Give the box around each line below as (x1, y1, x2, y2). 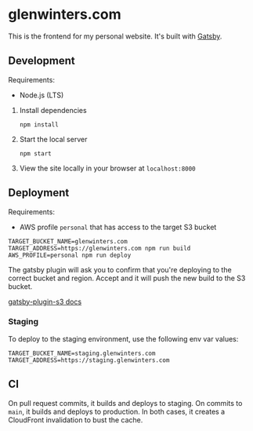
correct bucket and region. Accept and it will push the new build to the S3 (8, 273, 246, 283)
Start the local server (19, 134, 88, 144)
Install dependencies (19, 105, 88, 115)
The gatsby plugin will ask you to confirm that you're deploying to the (8, 265, 233, 274)
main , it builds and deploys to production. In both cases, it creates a (8, 407, 226, 416)
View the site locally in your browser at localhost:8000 (19, 163, 196, 173)
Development (8, 54, 76, 68)
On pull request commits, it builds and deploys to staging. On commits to (8, 398, 243, 407)
